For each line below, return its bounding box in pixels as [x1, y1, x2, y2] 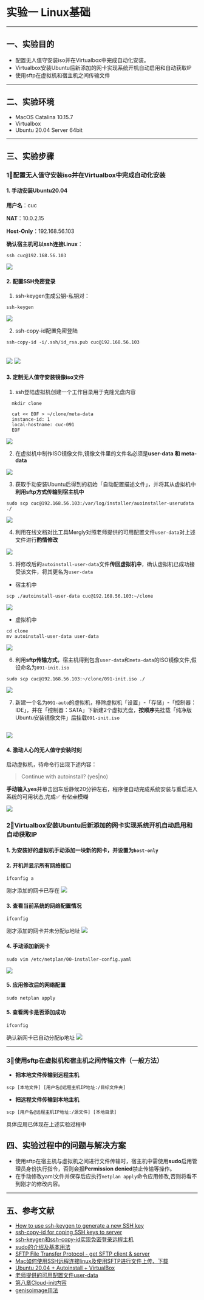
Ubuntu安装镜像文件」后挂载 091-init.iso [15, 714, 120, 721]
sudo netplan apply [6, 995, 56, 1001]
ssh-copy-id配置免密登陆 [15, 327, 78, 334]
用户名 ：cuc [6, 202, 38, 209]
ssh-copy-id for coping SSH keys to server [15, 1228, 123, 1236]
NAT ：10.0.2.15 [6, 215, 44, 222]
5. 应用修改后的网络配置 [6, 981, 66, 989]
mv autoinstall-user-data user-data [6, 633, 99, 639]
